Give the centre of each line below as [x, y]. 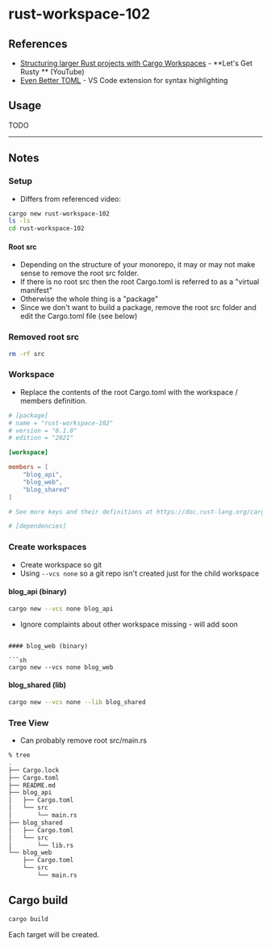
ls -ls [19, 221]
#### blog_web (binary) [48, 646]
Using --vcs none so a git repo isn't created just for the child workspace [140, 573]
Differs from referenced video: [70, 199]
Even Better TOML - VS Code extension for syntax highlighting [124, 80]
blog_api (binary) [38, 592]
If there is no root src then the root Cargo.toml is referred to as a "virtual [140, 282]
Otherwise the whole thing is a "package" [89, 299]
